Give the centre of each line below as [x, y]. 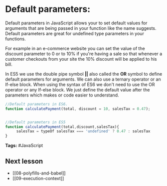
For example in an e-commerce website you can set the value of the [75, 48]
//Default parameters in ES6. [37, 104]
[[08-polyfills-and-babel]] [39, 173]
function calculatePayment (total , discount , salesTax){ [62, 127]
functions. [15, 39]
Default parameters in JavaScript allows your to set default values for [76, 23]
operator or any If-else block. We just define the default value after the [78, 90]
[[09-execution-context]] [38, 178]
